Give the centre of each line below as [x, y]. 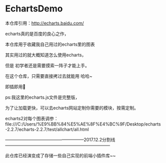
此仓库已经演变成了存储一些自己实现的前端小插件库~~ [61, 156]
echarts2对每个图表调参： [32, 118]
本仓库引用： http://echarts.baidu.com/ [45, 23]
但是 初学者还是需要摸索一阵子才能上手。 [47, 65]
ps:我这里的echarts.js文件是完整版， [42, 97]
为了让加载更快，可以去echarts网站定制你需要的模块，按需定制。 [72, 108]
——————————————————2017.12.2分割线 [60, 140]
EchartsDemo [34, 9]
